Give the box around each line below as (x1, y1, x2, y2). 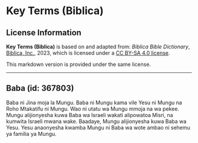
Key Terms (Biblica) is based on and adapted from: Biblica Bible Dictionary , (6, 43, 190, 50)
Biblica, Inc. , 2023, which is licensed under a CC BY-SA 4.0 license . (6, 49, 170, 56)
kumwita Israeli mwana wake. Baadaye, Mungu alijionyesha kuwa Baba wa (6, 118, 187, 125)
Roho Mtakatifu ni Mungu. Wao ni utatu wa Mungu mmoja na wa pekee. (6, 105, 180, 112)
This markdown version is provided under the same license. (6, 61, 151, 68)
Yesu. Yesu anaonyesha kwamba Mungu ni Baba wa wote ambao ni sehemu (6, 124, 190, 131)
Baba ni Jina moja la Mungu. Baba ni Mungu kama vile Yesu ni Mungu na (6, 99, 183, 106)
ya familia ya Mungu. (6, 130, 57, 137)
